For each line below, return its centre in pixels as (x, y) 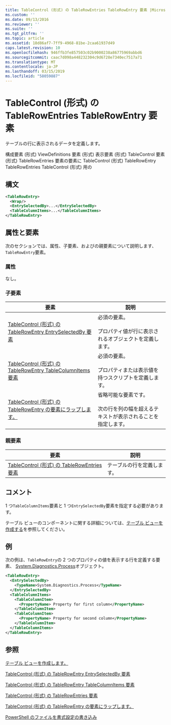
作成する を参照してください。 (36, 529)
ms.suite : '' (19, 29)
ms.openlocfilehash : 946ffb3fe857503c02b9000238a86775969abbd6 (74, 52)
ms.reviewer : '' (22, 24)
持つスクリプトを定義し (126, 378)
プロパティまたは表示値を (128, 370)
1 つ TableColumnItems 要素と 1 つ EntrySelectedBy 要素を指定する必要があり (82, 505)
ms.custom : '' (20, 15)
